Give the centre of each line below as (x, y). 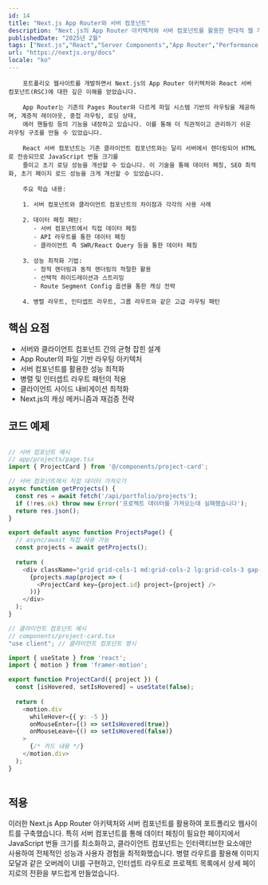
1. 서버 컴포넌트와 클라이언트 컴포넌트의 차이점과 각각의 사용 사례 (117, 204)
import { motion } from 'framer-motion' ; (78, 665)
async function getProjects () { (62, 489)
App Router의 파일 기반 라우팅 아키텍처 (81, 359)
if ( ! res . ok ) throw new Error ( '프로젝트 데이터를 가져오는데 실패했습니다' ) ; (132, 503)
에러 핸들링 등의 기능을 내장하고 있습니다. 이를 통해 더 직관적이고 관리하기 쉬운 (137, 124)
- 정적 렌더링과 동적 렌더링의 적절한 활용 (92, 269)
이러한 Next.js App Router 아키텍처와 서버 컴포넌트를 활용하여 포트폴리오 (122, 824)
